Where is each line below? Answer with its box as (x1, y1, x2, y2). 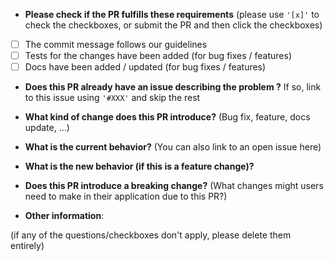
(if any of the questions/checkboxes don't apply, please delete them (10, 229, 292, 241)
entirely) (10, 240, 45, 252)
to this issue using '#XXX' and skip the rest (24, 92, 201, 104)
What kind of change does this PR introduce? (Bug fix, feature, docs (24, 111, 311, 123)
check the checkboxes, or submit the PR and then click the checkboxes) (24, 19, 323, 31)
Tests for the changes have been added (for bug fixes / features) (24, 50, 292, 62)
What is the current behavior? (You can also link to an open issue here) (24, 141, 322, 153)
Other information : (24, 210, 105, 222)
